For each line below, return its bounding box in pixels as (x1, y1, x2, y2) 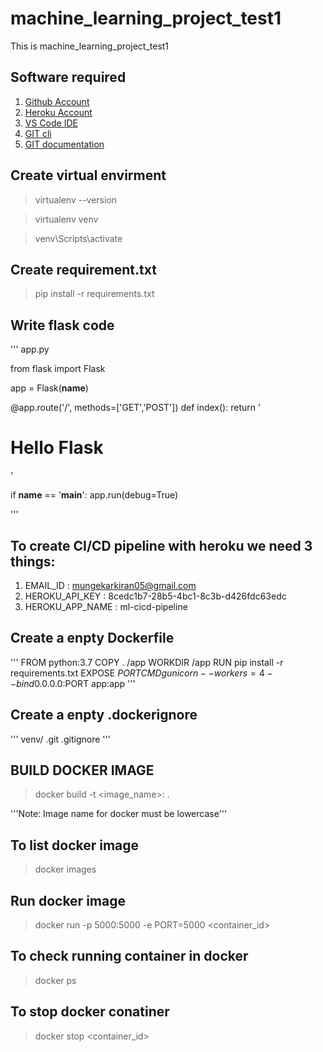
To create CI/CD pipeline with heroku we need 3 (10, 537, 313, 554)
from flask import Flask (10, 363, 106, 375)
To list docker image (10, 837, 140, 854)
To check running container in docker (10, 948, 249, 965)
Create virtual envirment (10, 167, 167, 184)
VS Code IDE (24, 117, 78, 129)
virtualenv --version (34, 193, 118, 206)
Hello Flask (10, 437, 104, 459)
